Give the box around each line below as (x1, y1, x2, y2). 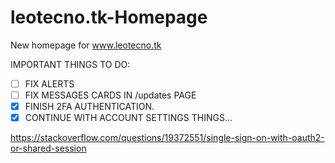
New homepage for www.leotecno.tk (10, 39, 162, 51)
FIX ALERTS (24, 77, 75, 90)
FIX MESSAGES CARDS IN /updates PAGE (24, 89, 197, 101)
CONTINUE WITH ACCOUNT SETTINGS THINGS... (24, 112, 233, 124)
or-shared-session (10, 142, 87, 155)
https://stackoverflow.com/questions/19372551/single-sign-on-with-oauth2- (10, 132, 325, 144)
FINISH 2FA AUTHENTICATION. (24, 101, 155, 113)
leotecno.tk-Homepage (10, 6, 208, 29)
